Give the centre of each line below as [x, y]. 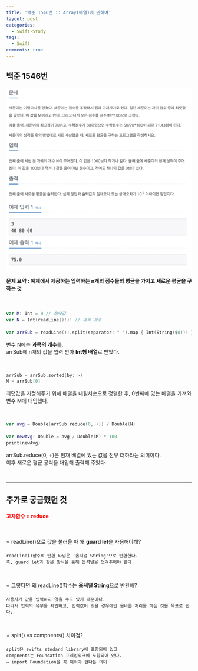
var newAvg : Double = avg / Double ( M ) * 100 [62, 437]
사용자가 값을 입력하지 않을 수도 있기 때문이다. [56, 600]
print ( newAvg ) [24, 443]
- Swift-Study [29, 31]
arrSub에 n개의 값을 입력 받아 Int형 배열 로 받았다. [63, 351]
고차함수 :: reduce [27, 516]
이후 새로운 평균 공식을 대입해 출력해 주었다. [57, 462]
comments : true [25, 50]
